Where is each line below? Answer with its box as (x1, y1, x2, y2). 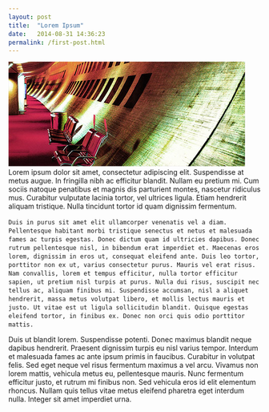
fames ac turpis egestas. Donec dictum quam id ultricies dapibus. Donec (8, 236, 260, 244)
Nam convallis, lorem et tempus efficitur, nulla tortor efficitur (8, 269, 239, 278)
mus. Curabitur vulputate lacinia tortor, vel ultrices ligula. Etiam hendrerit (8, 193, 247, 203)
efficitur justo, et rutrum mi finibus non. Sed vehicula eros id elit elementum (8, 378, 256, 387)
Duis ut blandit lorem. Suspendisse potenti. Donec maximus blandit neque (8, 335, 252, 345)
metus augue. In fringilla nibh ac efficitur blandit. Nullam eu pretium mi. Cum (8, 176, 259, 186)
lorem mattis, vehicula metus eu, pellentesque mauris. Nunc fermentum (8, 369, 244, 378)
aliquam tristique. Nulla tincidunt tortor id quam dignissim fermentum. (8, 201, 237, 212)
